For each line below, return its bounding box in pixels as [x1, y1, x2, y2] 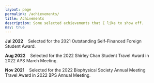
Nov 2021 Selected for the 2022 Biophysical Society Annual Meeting [5, 67, 146, 73]
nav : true [5, 25, 25, 30]
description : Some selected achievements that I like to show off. [5, 20, 144, 26]
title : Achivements [5, 16, 45, 21]
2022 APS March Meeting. [5, 58, 58, 64]
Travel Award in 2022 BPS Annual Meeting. [5, 72, 91, 78]
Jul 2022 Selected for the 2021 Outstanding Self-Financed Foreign [5, 38, 142, 44]
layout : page [5, 7, 31, 12]
